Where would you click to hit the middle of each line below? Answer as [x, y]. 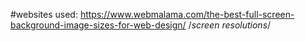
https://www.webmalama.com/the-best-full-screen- [187, 14]
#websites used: [44, 14]
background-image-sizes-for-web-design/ [98, 25]
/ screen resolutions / [230, 25]
